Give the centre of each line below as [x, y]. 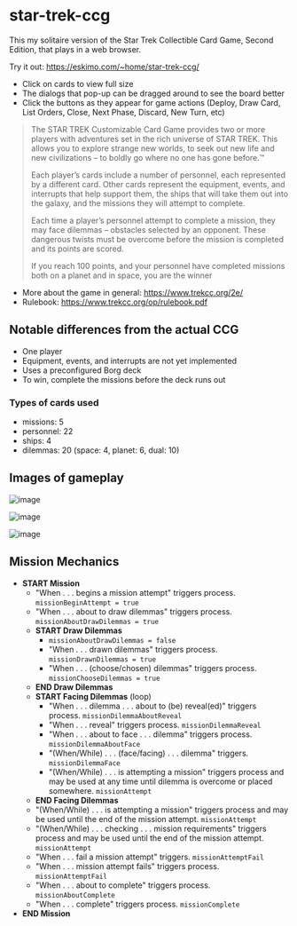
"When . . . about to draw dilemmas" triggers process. [134, 611]
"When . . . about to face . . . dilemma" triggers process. [150, 734]
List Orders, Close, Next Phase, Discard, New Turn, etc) [123, 112]
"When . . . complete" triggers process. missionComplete [137, 904]
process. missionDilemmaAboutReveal [115, 715]
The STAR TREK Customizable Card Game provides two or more [148, 129]
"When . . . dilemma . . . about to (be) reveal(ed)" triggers [152, 706]
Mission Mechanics [64, 562]
